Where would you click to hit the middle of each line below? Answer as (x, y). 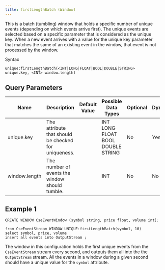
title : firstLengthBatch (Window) (41, 10)
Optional (137, 108)
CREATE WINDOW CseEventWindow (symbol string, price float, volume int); (82, 220)
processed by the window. (32, 50)
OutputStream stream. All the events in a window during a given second (77, 257)
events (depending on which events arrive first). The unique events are (77, 29)
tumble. (55, 191)
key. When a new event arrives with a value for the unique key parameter (79, 39)
